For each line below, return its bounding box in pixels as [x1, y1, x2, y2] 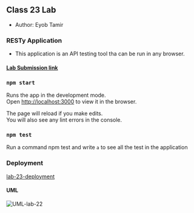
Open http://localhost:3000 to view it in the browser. [6, 98, 137, 105]
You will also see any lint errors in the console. [6, 116, 122, 124]
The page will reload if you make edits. [6, 110, 103, 117]
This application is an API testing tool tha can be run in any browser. [15, 50, 185, 57]
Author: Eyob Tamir [15, 21, 64, 28]
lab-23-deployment [6, 173, 55, 180]
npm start [6, 79, 35, 86]
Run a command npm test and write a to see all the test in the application [6, 144, 188, 151]
